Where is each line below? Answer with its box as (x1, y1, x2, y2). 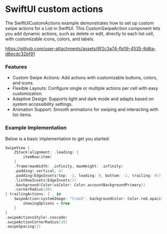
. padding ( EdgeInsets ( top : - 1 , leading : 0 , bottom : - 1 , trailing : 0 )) (14, 173, 162, 178)
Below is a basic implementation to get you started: (5, 136, 110, 142)
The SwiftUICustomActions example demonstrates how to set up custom (5, 20, 154, 26)
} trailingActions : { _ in (5, 192, 61, 197)
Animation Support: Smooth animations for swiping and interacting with (12, 106, 159, 113)
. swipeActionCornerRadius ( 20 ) (5, 220, 68, 225)
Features (5, 63, 27, 70)
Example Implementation (5, 124, 67, 131)
